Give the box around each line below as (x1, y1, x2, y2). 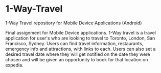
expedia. (5, 62, 24, 68)
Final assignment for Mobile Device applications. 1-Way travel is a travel (5, 29, 156, 35)
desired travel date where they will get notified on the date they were (5, 51, 150, 57)
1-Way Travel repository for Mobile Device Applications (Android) (5, 20, 142, 26)
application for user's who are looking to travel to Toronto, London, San (5, 35, 155, 41)
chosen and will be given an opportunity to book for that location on (5, 56, 148, 62)
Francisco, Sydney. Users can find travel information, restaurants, (5, 40, 144, 46)
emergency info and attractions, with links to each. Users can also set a (5, 46, 156, 52)
